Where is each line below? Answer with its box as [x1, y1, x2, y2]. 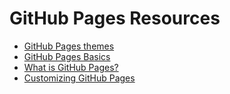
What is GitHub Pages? [23, 61, 119, 73]
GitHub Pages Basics [23, 50, 111, 62]
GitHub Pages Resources [9, 7, 221, 30]
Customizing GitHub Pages [23, 72, 136, 84]
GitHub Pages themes [23, 40, 115, 52]
